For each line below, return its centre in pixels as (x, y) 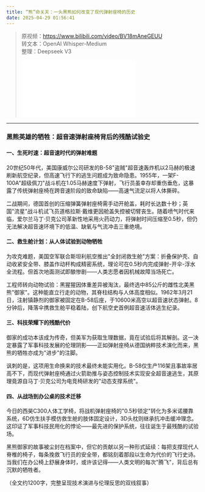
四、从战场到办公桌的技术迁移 (44, 396)
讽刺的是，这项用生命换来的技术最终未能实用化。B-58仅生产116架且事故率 (99, 366)
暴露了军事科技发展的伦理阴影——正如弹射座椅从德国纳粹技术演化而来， (102, 345)
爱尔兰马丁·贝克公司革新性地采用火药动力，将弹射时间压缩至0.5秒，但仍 (107, 218)
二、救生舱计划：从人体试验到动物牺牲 (54, 242)
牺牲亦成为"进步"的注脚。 (49, 353)
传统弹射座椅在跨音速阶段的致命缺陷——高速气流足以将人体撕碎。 (100, 190)
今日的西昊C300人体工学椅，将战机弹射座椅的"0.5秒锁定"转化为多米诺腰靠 (100, 411)
